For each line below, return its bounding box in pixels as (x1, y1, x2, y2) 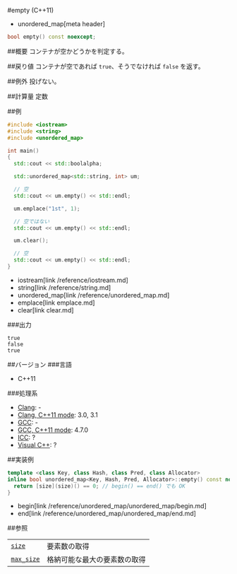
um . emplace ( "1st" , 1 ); (13, 205, 80, 212)
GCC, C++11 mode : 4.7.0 (17, 426, 89, 434)
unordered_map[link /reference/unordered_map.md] (17, 291, 170, 299)
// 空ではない (13, 218, 50, 225)
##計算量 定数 (7, 92, 48, 100)
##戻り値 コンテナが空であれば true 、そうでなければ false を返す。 (7, 61, 205, 70)
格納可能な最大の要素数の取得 (47, 555, 146, 565)
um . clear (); (13, 237, 49, 245)
